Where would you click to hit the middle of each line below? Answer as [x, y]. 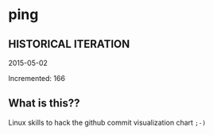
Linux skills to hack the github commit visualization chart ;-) [107, 122]
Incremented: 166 [37, 78]
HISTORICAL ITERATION [69, 44]
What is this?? [44, 104]
